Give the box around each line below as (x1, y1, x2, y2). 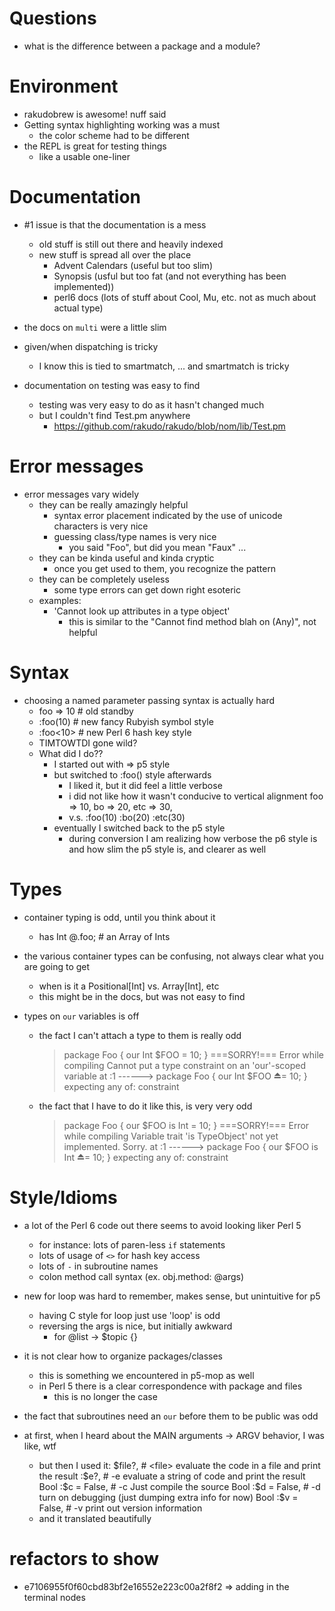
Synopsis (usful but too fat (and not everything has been (53, 270, 287, 282)
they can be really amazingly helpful (38, 498, 189, 511)
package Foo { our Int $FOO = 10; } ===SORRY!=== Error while (63, 1048, 324, 1061)
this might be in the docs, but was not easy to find (38, 990, 246, 1002)
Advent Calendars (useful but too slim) (53, 259, 213, 271)
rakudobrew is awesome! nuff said (23, 108, 167, 120)
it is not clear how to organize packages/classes (23, 1350, 223, 1362)
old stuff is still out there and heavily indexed (38, 238, 224, 250)
